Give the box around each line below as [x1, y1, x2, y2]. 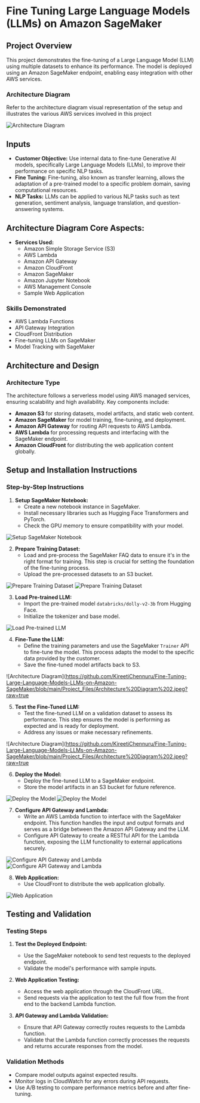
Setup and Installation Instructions [6, 465, 137, 475]
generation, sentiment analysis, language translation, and [14, 199, 156, 206]
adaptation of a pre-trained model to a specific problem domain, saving [14, 180, 190, 187]
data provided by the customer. [23, 654, 101, 662]
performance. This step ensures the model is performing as [23, 716, 171, 723]
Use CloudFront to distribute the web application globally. [23, 880, 165, 887]
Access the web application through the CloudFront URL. [23, 988, 164, 995]
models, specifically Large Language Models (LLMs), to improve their [14, 161, 186, 168]
